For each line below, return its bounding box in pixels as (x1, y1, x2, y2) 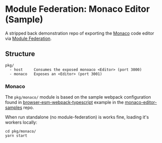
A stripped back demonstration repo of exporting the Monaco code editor (5, 30, 154, 36)
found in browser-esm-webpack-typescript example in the (5, 100, 124, 106)
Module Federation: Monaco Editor (5, 3, 150, 15)
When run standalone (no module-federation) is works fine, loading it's (5, 114, 149, 120)
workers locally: (5, 119, 37, 125)
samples (5, 105, 23, 110)
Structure (5, 50, 35, 58)
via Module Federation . (5, 36, 52, 41)
